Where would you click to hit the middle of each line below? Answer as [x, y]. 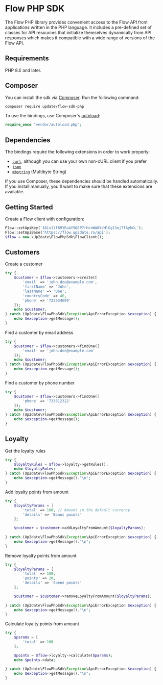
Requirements [27, 59]
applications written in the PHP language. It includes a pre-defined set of [78, 27]
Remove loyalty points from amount [41, 556]
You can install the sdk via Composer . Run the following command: [72, 97]
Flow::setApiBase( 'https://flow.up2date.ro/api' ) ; [58, 232]
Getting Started [29, 207]
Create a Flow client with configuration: [45, 219]
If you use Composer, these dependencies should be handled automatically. [81, 181]
